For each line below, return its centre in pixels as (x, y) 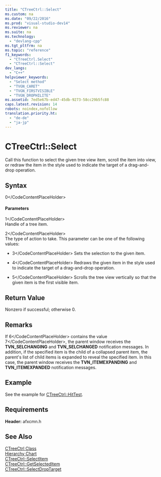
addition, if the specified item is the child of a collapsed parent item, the (76, 352)
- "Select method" (28, 82)
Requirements (27, 410)
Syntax (16, 185)
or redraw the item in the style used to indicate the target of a (66, 165)
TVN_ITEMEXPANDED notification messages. (51, 368)
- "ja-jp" (19, 122)
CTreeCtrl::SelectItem (27, 459)
